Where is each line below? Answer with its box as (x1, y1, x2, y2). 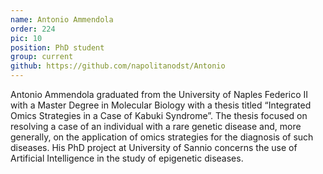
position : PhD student (10, 42, 105, 53)
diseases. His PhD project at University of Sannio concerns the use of (10, 142, 298, 153)
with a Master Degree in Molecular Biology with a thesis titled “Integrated (10, 99, 312, 111)
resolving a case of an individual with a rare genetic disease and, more (10, 121, 302, 132)
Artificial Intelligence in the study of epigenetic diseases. (10, 152, 244, 164)
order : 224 (10, 24, 56, 34)
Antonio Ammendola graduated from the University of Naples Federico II (10, 89, 309, 100)
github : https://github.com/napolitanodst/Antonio (10, 61, 226, 71)
